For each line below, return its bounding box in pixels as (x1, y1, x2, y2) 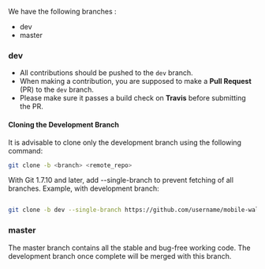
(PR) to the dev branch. (19, 85, 95, 94)
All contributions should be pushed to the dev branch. (19, 68, 193, 78)
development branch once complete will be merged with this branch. (8, 251, 232, 260)
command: (8, 146, 43, 155)
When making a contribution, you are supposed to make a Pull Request (19, 77, 252, 86)
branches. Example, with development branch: (8, 184, 159, 193)
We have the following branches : (8, 7, 117, 16)
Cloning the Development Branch (8, 119, 120, 129)
